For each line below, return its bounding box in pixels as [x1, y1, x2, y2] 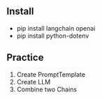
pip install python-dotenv [16, 31, 89, 40]
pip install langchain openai [16, 24, 96, 32]
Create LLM [16, 77, 51, 86]
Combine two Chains [16, 85, 78, 93]
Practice [6, 52, 44, 63]
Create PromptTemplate [16, 70, 85, 79]
